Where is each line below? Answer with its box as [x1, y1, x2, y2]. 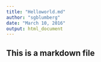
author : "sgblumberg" [6, 14, 61, 20]
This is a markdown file [6, 48, 95, 58]
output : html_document [6, 25, 63, 32]
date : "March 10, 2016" [6, 20, 66, 26]
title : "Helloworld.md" [6, 8, 66, 15]
